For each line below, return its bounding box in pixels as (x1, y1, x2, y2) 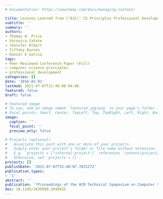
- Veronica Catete (5, 38, 42, 44)
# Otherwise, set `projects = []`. (5, 155, 81, 160)
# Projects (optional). (5, 137, 53, 142)
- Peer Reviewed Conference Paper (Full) (5, 61, 90, 66)
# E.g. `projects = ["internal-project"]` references (5, 151, 120, 156)
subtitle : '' (5, 20, 32, 25)
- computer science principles (5, 66, 68, 70)
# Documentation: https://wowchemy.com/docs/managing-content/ (5, 7, 136, 12)
